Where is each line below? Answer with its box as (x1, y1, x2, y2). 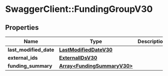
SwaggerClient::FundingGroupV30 (5, 3, 153, 15)
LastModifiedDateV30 (59, 46, 112, 53)
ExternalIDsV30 (59, 55, 97, 61)
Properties (5, 23, 39, 32)
